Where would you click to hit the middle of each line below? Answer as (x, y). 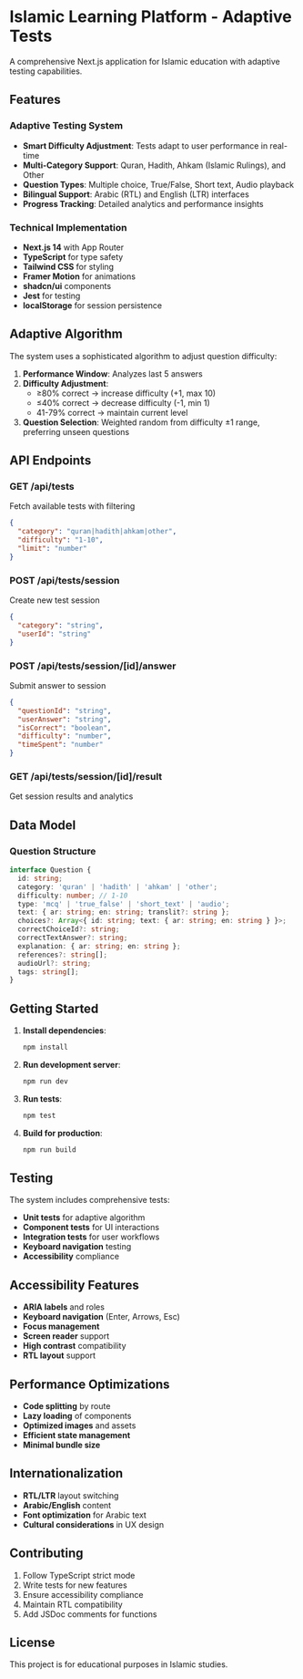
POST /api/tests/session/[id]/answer (93, 666)
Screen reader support (66, 1336)
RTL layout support (59, 1355)
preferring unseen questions (76, 431)
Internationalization (66, 1473)
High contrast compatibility (74, 1346)
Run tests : (42, 1099)
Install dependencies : (64, 1031)
